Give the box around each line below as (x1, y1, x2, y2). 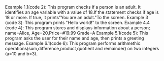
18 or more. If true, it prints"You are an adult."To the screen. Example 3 (5, 15, 149, 20)
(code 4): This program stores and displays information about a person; (5, 25, 150, 31)
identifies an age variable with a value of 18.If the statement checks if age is (5, 9, 159, 15)
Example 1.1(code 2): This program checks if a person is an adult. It (5, 4, 141, 10)
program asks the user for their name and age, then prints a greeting (5, 35, 144, 41)
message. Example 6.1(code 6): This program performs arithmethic (5, 41, 141, 46)
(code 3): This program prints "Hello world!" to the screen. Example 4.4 (5, 20, 150, 25)
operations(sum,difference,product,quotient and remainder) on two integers (5, 46, 159, 51)
